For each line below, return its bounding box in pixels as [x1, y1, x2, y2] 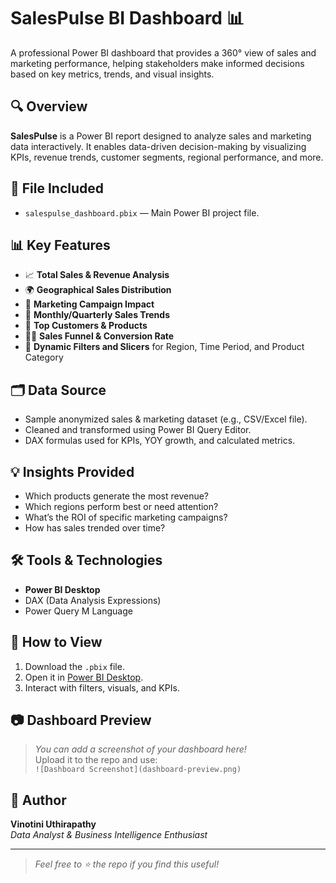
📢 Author [10, 791, 67, 809]
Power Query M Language [24, 605, 133, 617]
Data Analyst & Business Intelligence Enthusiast [10, 829, 208, 841]
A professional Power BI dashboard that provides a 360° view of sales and [10, 46, 317, 59]
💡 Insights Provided [10, 463, 135, 480]
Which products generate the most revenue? [24, 490, 210, 502]
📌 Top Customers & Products [24, 320, 148, 332]
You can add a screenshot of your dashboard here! [34, 743, 247, 755]
